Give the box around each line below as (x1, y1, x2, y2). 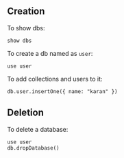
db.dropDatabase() (7, 144, 60, 151)
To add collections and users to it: (7, 75, 103, 83)
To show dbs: (7, 23, 46, 32)
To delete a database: (7, 125, 69, 133)
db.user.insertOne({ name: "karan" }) (7, 88, 118, 95)
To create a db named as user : (7, 49, 93, 57)
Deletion (7, 107, 45, 119)
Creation (7, 6, 45, 17)
